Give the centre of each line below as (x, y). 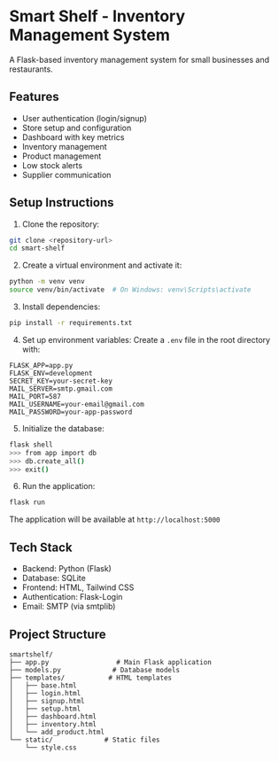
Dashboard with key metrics (73, 137)
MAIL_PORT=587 (35, 396)
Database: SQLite (54, 579)
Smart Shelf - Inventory (97, 16)
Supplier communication (66, 175)
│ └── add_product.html (57, 732)
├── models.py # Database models (94, 670)
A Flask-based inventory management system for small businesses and (139, 59)
